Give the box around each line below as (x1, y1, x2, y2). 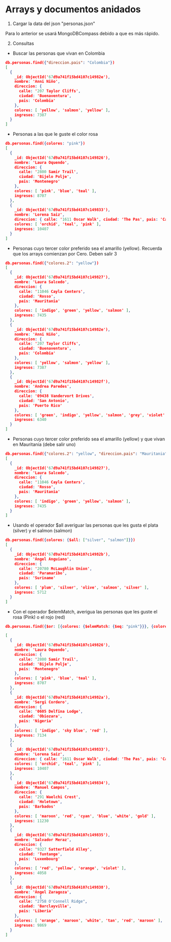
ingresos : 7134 (14, 733, 47, 738)
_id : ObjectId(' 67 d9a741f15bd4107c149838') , (14, 885, 110, 890)
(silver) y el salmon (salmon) (12, 528, 72, 534)
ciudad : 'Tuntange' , (18, 852, 63, 857)
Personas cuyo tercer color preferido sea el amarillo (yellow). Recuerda (12, 245, 162, 251)
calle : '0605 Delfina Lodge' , (18, 709, 83, 714)
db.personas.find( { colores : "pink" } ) (5, 141, 85, 146)
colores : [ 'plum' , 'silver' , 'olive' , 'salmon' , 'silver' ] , (14, 585, 149, 591)
